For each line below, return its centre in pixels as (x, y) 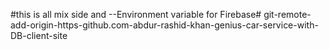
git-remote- (287, 14)
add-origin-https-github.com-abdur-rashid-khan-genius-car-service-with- (164, 25)
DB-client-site (39, 35)
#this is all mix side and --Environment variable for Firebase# (136, 14)
